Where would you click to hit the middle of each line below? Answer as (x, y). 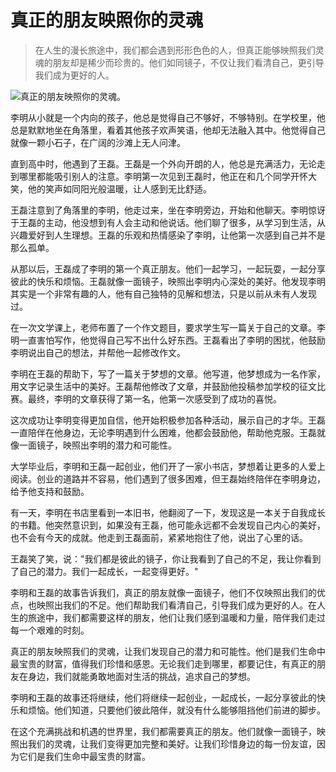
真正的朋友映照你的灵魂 (107, 20)
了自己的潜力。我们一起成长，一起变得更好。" (104, 571)
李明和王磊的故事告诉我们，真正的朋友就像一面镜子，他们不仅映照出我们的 (163, 592)
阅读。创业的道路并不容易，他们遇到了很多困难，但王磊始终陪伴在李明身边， (168, 478)
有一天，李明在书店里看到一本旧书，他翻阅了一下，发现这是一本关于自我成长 (168, 512)
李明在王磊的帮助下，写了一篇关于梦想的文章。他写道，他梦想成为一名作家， (168, 373)
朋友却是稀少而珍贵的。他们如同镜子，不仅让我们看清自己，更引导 (188, 62)
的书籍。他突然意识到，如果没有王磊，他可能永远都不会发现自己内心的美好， (168, 525)
